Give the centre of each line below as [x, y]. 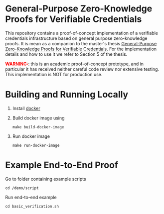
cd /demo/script [22, 188]
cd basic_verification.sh [32, 206]
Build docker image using [38, 118]
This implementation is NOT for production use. [54, 74]
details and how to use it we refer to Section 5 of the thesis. [66, 54]
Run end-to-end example [31, 197]
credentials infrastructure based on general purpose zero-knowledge [76, 38]
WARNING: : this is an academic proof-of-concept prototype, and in [74, 64]
